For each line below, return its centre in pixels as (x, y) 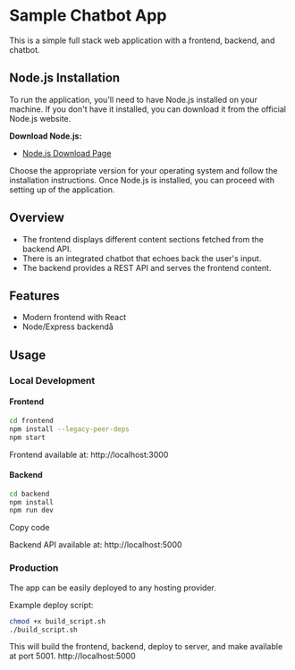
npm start (28, 437)
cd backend (29, 494)
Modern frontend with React (74, 318)
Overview (37, 218)
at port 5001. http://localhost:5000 (72, 656)
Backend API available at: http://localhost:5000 (96, 545)
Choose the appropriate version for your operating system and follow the (143, 170)
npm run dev (31, 511)
